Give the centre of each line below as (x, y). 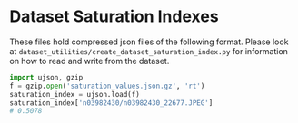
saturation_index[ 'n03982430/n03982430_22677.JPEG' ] (111, 103)
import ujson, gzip (46, 77)
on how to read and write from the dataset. (89, 61)
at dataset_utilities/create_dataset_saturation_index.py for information (149, 51)
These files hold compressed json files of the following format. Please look (149, 42)
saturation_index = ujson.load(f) (75, 94)
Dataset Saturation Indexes (114, 17)
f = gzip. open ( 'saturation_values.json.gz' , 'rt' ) (107, 86)
